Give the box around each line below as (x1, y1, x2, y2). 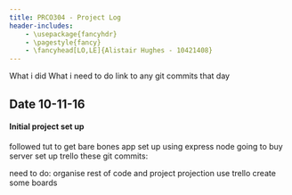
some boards (9, 177, 58, 188)
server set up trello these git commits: (9, 150, 149, 161)
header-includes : (9, 21, 74, 30)
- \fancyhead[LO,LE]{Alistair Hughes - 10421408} (25, 46, 214, 55)
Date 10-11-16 (9, 96, 85, 111)
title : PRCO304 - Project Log (9, 12, 122, 22)
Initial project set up (9, 121, 85, 132)
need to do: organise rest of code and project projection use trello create (9, 167, 276, 178)
